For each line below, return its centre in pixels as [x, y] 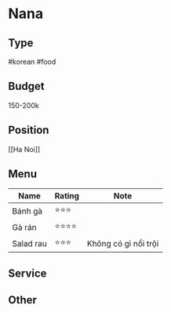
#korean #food [32, 61]
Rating [67, 196]
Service [27, 273]
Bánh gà [27, 211]
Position [29, 130]
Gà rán [24, 227]
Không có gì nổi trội [123, 243]
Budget [26, 86]
